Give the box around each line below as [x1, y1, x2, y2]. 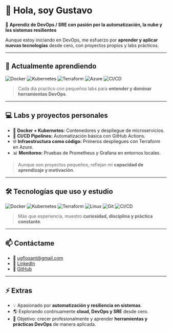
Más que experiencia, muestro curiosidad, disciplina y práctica [17, 213, 153, 219]
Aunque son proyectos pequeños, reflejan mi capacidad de [17, 161, 144, 168]
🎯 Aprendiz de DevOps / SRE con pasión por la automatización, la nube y [5, 21, 163, 28]
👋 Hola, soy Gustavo [5, 5, 93, 16]
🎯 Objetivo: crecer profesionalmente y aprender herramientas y [12, 316, 147, 322]
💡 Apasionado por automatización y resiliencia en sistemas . [12, 302, 142, 308]
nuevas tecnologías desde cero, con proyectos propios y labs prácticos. [5, 42, 159, 48]
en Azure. [12, 144, 34, 150]
